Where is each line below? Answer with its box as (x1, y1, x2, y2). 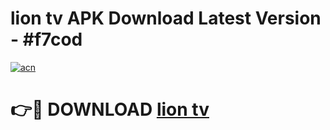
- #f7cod (10, 28, 83, 51)
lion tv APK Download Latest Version (10, 7, 322, 30)
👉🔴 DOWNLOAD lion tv (10, 98, 210, 121)
